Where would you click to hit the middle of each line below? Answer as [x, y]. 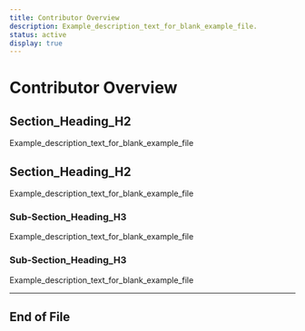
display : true [36, 43]
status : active [38, 34]
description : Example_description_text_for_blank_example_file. [133, 26]
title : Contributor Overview [64, 18]
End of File [40, 317]
